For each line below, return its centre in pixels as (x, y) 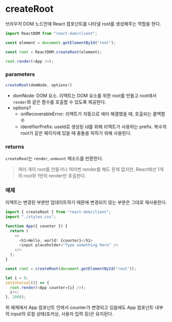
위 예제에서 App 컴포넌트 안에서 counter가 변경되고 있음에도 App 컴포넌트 (80, 308)
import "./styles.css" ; (31, 217)
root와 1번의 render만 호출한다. (55, 175)
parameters (20, 74)
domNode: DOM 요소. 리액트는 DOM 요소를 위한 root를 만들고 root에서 (84, 95)
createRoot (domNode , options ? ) (39, 85)
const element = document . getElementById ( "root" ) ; (61, 43)
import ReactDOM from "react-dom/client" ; (51, 33)
